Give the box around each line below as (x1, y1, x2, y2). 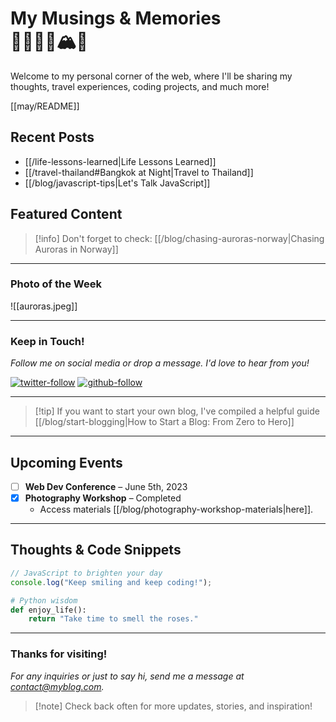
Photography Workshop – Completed (24, 492, 182, 504)
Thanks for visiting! (10, 647, 108, 661)
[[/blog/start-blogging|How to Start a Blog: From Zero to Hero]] (34, 416, 295, 428)
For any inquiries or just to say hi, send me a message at (10, 670, 245, 682)
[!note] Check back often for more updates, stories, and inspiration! (34, 700, 313, 712)
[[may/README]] (10, 100, 80, 112)
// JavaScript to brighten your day (10, 568, 163, 578)
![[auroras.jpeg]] (10, 300, 78, 312)
